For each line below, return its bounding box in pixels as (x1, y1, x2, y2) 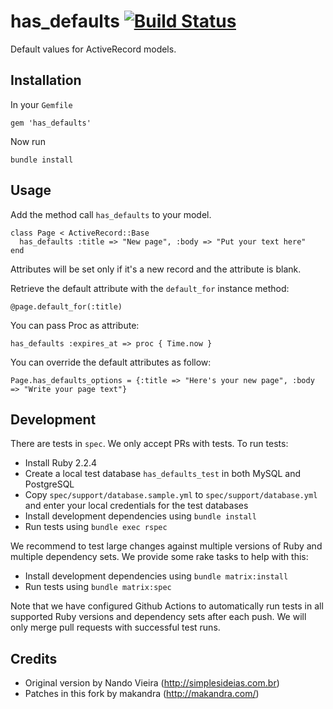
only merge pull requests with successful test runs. (10, 621, 221, 634)
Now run (10, 135, 46, 147)
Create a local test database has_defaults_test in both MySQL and (24, 468, 302, 480)
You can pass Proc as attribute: (10, 319, 140, 331)
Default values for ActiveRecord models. (10, 43, 177, 55)
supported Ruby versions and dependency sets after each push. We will (10, 611, 307, 623)
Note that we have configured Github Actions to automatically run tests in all (10, 600, 324, 612)
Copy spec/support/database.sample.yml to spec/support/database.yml (24, 489, 318, 501)
